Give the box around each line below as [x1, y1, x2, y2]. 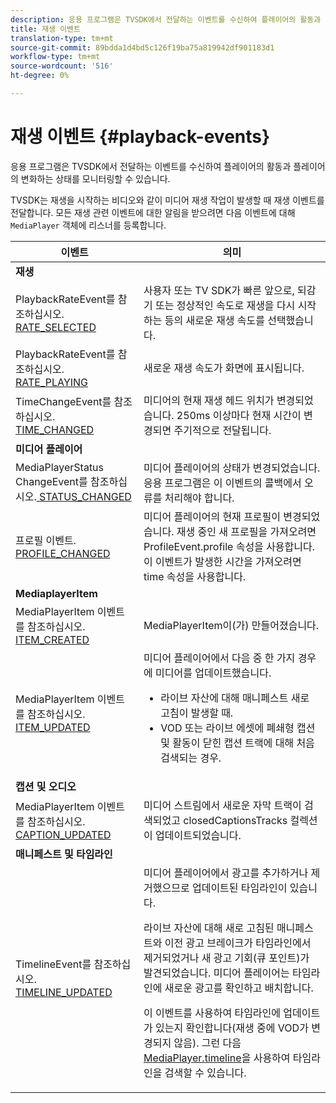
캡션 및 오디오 [15, 779, 77, 793]
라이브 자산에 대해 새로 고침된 [143, 921, 275, 935]
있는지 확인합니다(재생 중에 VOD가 [155, 1021, 309, 1035]
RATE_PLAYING [15, 375, 89, 389]
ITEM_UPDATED [15, 720, 91, 734]
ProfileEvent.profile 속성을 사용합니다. [143, 539, 316, 553]
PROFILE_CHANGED [15, 546, 111, 560]
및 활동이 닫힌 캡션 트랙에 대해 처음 [160, 736, 315, 750]
